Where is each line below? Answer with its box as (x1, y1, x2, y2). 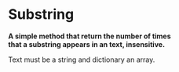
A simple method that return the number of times (8, 31, 171, 41)
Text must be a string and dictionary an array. (8, 55, 155, 64)
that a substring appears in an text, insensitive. (8, 39, 166, 49)
